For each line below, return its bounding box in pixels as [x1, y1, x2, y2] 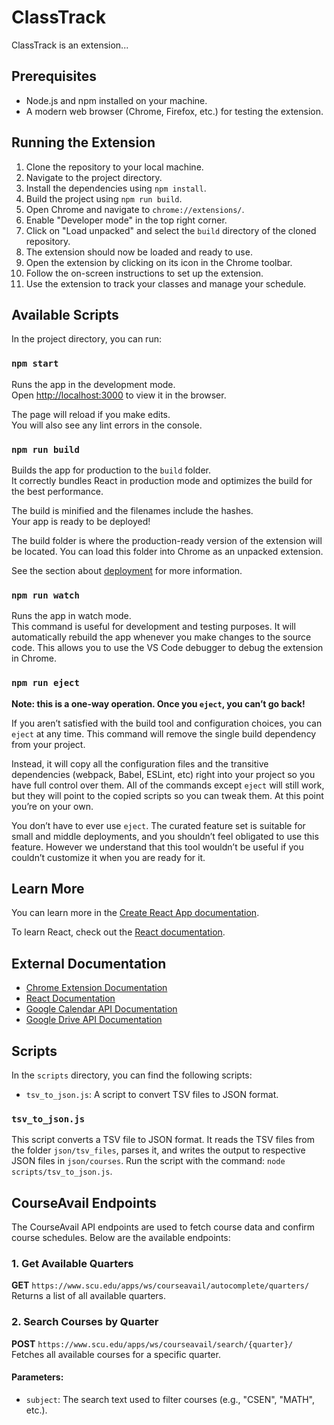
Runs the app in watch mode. [11, 610, 132, 622]
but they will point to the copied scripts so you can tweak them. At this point [11, 789, 324, 801]
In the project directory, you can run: [11, 333, 162, 345]
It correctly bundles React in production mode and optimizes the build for [11, 474, 313, 486]
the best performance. [11, 485, 104, 497]
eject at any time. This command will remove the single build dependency [11, 727, 317, 740]
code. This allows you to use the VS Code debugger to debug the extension [11, 642, 324, 654]
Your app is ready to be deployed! [11, 515, 151, 527]
